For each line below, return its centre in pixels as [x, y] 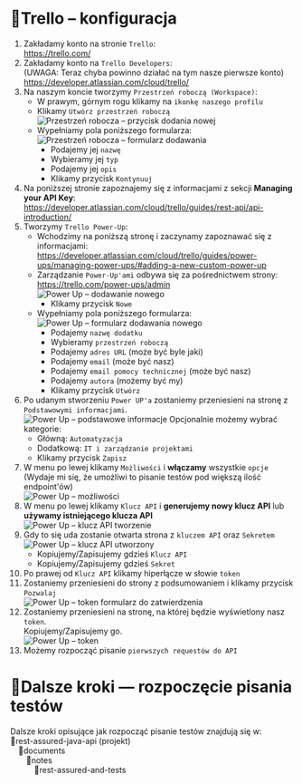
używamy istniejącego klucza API [88, 515]
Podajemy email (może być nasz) [112, 361]
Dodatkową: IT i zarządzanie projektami [115, 448]
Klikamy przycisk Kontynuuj [101, 178]
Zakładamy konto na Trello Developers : [98, 63]
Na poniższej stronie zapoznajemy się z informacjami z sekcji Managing [158, 188]
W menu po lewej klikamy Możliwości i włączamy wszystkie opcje [146, 467]
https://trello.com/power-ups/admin [104, 284]
